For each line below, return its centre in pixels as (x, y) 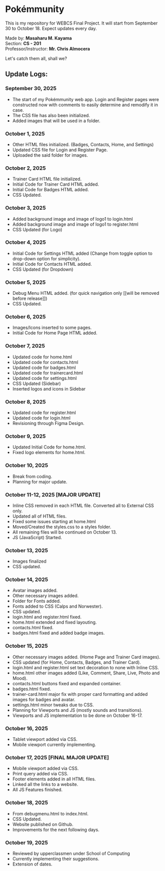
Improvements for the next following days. (56, 829)
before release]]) (30, 298)
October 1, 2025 (25, 134)
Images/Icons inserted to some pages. (52, 328)
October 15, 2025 (27, 646)
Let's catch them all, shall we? (36, 58)
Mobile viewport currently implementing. (54, 745)
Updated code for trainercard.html (48, 373)
